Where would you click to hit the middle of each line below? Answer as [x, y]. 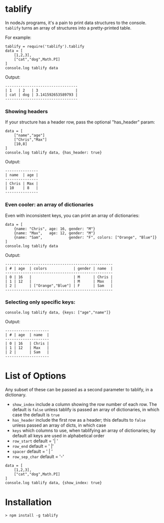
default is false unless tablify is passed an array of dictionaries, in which [86, 409]
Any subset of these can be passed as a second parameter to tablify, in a [79, 389]
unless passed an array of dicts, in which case [59, 425]
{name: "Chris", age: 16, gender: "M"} [55, 229]
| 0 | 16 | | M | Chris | [59, 277]
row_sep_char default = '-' [38, 457]
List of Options [36, 376]
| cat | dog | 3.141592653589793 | [41, 94]
